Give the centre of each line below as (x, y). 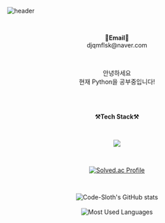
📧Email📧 (117, 38)
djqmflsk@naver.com (117, 45)
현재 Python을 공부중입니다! (117, 82)
